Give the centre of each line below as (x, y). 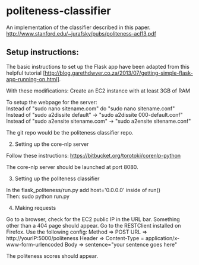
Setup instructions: (42, 52)
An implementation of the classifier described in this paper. (78, 27)
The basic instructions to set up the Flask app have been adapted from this (98, 66)
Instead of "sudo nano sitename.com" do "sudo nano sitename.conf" (91, 108)
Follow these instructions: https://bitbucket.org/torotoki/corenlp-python (94, 155)
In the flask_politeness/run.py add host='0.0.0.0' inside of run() (83, 190)
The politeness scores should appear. (52, 256)
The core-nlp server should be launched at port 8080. (72, 167)
